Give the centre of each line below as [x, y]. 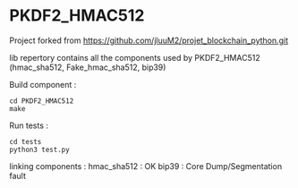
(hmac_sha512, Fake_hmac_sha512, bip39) [88, 67]
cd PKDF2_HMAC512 [42, 101]
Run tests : [29, 125]
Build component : [43, 84]
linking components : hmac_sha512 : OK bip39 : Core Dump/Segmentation [146, 166]
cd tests [26, 141]
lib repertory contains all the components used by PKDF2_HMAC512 [135, 57]
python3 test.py [39, 150]
